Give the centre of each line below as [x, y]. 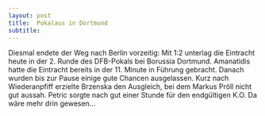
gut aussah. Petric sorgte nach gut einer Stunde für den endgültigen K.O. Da [133, 95]
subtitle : [25, 30]
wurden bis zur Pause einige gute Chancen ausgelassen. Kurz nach [119, 78]
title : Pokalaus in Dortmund [58, 23]
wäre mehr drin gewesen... [52, 103]
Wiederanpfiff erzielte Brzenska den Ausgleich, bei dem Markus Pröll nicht [130, 87]
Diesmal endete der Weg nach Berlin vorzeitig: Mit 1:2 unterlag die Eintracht [132, 53]
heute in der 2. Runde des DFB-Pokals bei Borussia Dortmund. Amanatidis [129, 61]
